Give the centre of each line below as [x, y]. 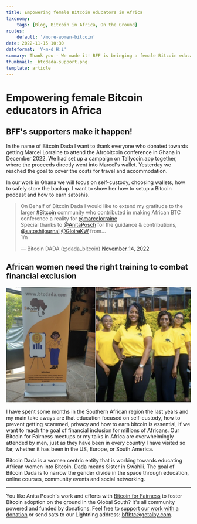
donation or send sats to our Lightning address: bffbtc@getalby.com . [89, 515]
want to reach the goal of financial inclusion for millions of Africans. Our [93, 430]
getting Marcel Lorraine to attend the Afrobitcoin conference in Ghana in [93, 152]
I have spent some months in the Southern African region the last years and [97, 412]
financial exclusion [41, 276]
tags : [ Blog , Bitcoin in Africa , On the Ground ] [77, 25]
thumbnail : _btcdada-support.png [47, 62]
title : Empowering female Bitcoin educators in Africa [74, 12]
